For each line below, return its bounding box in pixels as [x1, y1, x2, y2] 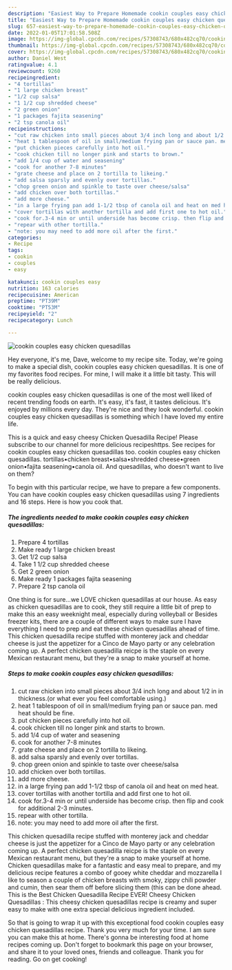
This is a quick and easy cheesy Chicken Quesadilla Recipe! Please [8, 433, 198, 441]
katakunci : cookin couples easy [8, 278, 101, 286]
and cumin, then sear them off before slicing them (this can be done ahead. [8, 883, 222, 892]
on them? [8, 470, 35, 478]
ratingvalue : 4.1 [8, 61, 58, 68]
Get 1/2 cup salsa [17, 552, 67, 561]
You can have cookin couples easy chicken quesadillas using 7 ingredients [8, 490, 220, 498]
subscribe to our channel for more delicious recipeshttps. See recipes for [8, 440, 215, 448]
